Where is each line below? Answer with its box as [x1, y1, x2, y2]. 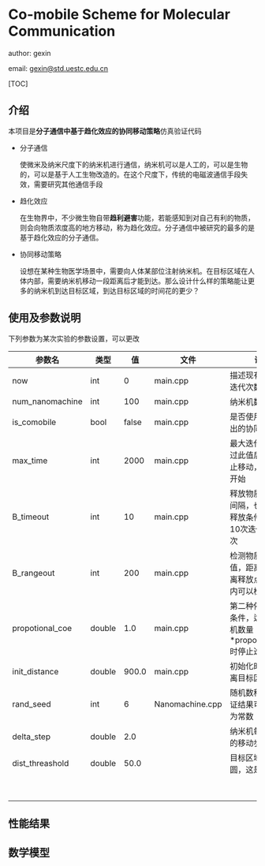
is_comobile [12, 416, 57, 427]
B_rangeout [12, 567, 55, 578]
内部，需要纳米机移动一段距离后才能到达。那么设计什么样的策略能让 [26, 276, 248, 286]
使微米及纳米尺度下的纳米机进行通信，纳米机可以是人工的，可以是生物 [19, 159, 248, 169]
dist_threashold [12, 757, 69, 768]
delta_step [12, 731, 51, 742]
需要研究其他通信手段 [33, 179, 103, 189]
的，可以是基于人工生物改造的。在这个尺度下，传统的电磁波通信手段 [19, 170, 241, 179]
